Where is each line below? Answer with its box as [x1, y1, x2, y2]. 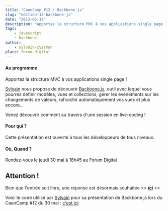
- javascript [14, 31, 42, 36]
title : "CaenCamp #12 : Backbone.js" [5, 7, 85, 13]
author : [5, 40, 22, 45]
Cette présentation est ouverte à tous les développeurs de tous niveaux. [5, 134, 155, 140]
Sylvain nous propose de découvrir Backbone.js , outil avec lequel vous [5, 86, 152, 92]
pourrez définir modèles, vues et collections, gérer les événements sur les [5, 91, 159, 97]
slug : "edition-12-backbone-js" [5, 12, 73, 17]
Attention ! [5, 171, 39, 180]
